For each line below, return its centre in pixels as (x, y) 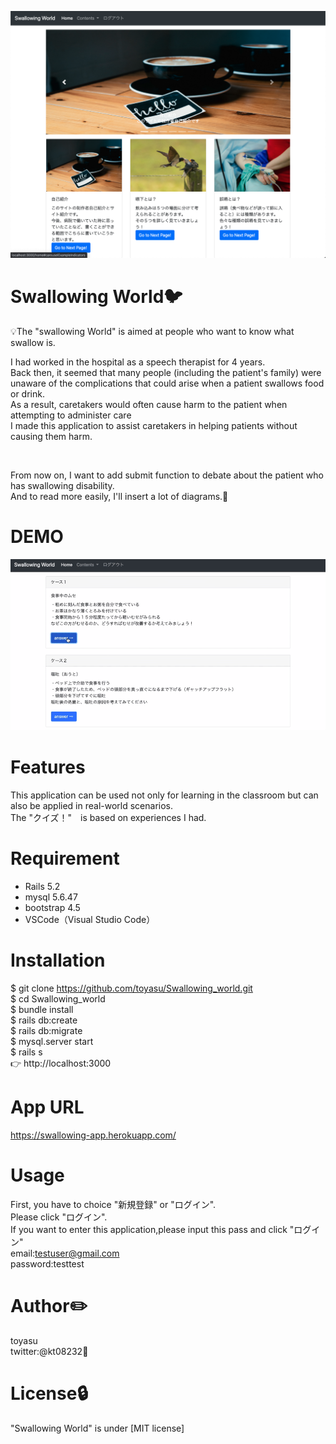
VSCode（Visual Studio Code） (90, 920)
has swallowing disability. (62, 486)
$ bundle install (42, 1010)
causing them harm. (51, 437)
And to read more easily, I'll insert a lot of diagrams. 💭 (119, 497)
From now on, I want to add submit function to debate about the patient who (167, 475)
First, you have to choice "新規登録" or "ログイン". (113, 1204)
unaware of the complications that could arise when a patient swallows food (167, 383)
